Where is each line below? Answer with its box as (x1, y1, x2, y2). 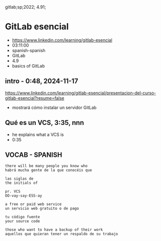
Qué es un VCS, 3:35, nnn (5, 119, 84, 127)
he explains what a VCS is (12, 131, 64, 138)
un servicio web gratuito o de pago (5, 206, 79, 211)
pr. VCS (5, 189, 21, 194)
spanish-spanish (12, 47, 46, 53)
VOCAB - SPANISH (5, 151, 62, 159)
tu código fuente (5, 215, 40, 220)
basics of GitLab (12, 63, 45, 69)
